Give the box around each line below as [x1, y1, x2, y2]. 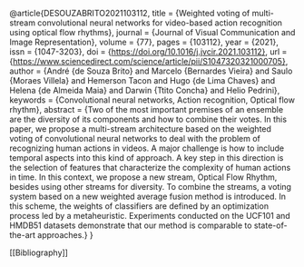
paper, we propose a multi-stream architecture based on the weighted [9, 124, 272, 134]
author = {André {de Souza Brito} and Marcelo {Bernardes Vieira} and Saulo [9, 65, 293, 76]
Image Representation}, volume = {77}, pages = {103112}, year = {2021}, [9, 36, 279, 47]
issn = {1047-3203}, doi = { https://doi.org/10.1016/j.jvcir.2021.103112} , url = [9, 46, 288, 57]
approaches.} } [37, 230, 93, 240]
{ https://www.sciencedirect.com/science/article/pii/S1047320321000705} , [9, 56, 289, 66]
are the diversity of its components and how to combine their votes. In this [9, 114, 288, 124]
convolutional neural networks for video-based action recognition [37, 17, 283, 28]
